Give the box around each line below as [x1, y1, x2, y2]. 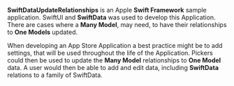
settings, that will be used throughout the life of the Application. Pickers [7, 49, 213, 57]
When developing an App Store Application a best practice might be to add [7, 42, 223, 49]
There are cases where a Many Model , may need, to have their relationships [7, 21, 227, 28]
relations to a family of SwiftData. [7, 71, 103, 79]
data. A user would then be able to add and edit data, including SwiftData [7, 64, 219, 71]
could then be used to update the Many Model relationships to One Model [7, 56, 221, 64]
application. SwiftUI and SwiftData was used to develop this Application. [7, 13, 216, 21]
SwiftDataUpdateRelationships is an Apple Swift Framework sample [7, 6, 207, 14]
